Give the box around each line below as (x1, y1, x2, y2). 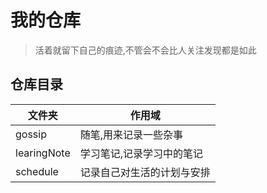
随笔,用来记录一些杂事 (79, 127, 184, 141)
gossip (15, 127, 47, 141)
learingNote (15, 146, 71, 160)
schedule (15, 164, 59, 178)
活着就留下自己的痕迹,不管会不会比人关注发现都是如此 (34, 44, 257, 56)
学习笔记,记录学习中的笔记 (79, 146, 204, 160)
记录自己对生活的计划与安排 (79, 165, 211, 179)
